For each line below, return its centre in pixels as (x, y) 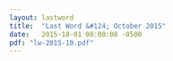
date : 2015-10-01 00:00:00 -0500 (76, 34)
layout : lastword (42, 17)
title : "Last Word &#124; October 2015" (88, 26)
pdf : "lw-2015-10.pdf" (52, 43)
